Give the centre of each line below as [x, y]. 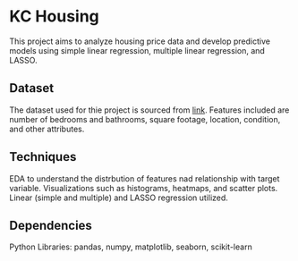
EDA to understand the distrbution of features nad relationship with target [145, 178]
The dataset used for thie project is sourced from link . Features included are [149, 110]
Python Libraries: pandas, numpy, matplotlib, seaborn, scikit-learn [131, 247]
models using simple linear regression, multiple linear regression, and [137, 50]
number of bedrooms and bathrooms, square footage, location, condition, [145, 119]
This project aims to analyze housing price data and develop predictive [140, 41]
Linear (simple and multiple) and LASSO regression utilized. [119, 198]
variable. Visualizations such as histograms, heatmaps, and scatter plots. [144, 188]
